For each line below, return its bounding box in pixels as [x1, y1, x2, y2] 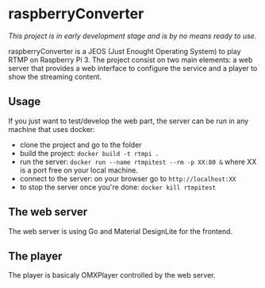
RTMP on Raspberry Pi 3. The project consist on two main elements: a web [8, 55, 253, 64]
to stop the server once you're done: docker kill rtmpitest [19, 182, 217, 192]
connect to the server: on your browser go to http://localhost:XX [19, 173, 236, 183]
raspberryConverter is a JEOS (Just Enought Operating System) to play [8, 46, 241, 56]
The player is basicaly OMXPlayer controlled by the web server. [8, 270, 216, 280]
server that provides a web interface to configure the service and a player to [8, 63, 258, 72]
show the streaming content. [8, 72, 102, 81]
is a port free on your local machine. [19, 165, 139, 175]
